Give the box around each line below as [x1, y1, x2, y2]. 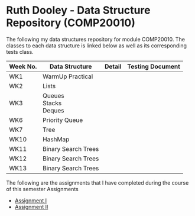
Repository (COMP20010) [6, 16, 136, 30]
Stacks [42, 99, 62, 107]
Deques [42, 106, 64, 114]
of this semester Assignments [6, 185, 79, 192]
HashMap [42, 135, 70, 143]
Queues [42, 91, 65, 99]
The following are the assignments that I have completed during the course [6, 179, 189, 186]
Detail [104, 62, 122, 70]
